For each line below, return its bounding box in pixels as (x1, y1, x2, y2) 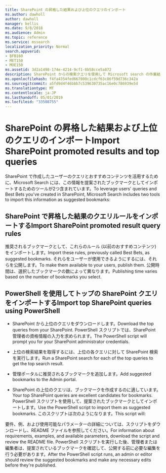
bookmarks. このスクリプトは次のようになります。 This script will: (12, 410, 146, 416)
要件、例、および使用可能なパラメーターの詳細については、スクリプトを (5, 421, 152, 427)
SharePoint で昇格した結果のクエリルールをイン (5, 212, 152, 221)
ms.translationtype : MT (5, 85, 54, 91)
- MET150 (5, 58, 23, 63)
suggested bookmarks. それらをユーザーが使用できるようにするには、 (5, 256, 148, 262)
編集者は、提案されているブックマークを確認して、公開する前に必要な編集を (5, 445, 161, 451)
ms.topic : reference (5, 35, 48, 40)
